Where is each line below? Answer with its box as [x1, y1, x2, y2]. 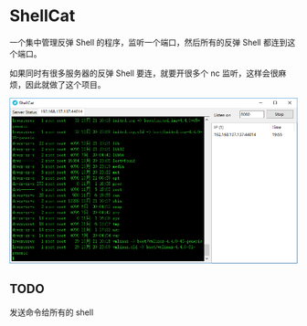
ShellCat [9, 5, 76, 26]
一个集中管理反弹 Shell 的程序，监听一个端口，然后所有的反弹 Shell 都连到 [9, 37, 288, 47]
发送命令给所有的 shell [9, 307, 94, 318]
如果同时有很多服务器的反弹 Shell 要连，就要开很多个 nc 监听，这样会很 [9, 68, 279, 79]
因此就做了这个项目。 [25, 79, 106, 89]
